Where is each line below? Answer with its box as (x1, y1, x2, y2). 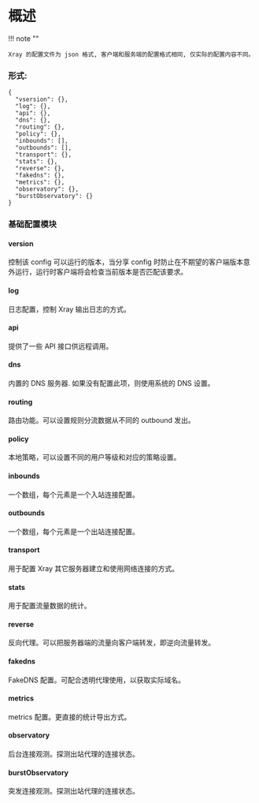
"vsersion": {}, (15, 95, 68, 103)
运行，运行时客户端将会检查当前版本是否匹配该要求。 (14, 267, 187, 277)
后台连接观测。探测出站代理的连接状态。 (8, 749, 139, 758)
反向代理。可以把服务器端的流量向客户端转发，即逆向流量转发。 (8, 638, 215, 648)
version (8, 238, 34, 248)
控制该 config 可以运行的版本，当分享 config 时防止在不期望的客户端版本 (8, 257, 244, 267)
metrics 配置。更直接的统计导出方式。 (8, 711, 131, 722)
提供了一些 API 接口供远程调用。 (8, 341, 113, 351)
